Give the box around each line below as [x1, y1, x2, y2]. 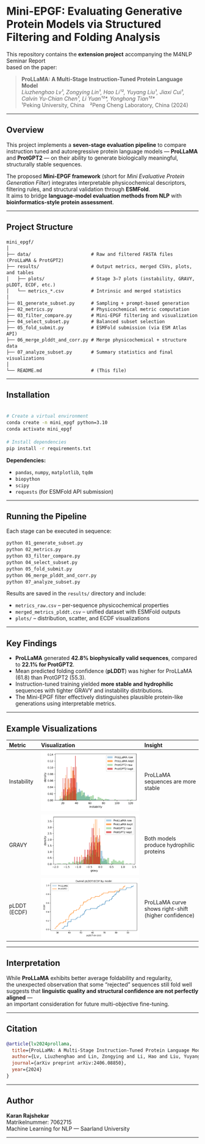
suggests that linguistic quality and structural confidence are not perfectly [6, 987, 199, 995]
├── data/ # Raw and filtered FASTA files [6, 251, 173, 258]
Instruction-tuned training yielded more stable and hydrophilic [15, 680, 174, 688]
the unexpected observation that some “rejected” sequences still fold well [6, 981, 192, 988]
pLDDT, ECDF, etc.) [6, 281, 56, 288]
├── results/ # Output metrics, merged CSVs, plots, [6, 263, 192, 270]
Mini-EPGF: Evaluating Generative [6, 4, 182, 18]
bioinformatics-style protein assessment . [6, 198, 114, 206]
